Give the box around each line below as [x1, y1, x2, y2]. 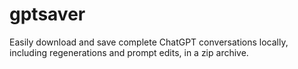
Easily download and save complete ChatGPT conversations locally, [9, 36, 289, 48]
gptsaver [9, 3, 86, 26]
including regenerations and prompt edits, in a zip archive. [9, 46, 249, 58]
